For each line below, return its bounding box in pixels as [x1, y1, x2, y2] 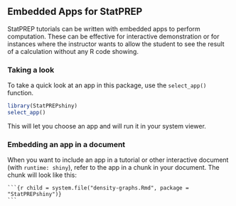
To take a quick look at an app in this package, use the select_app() [7, 81, 207, 90]
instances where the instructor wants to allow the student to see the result [7, 39, 225, 48]
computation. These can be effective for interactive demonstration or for [7, 32, 220, 40]
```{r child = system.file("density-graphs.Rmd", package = [7, 185, 190, 192]
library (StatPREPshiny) [7, 102, 78, 109]
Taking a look [7, 65, 55, 75]
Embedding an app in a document [7, 139, 126, 149]
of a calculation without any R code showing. [7, 47, 139, 55]
